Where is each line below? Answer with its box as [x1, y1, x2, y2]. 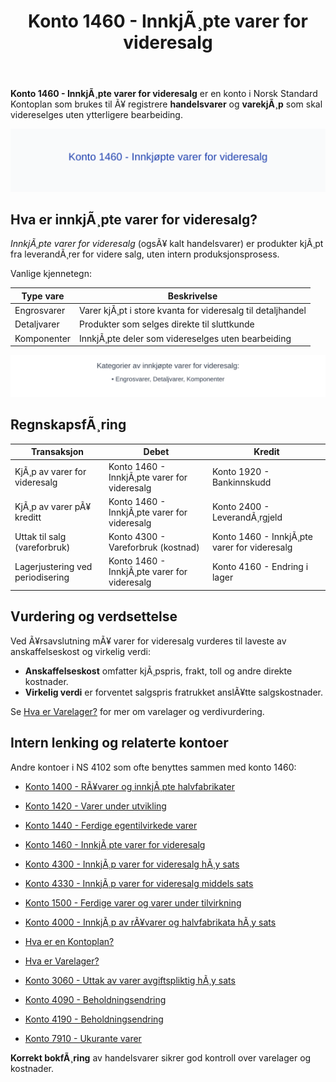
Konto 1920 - [211, 466, 270, 478]
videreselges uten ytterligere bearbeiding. [10, 109, 183, 121]
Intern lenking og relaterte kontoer [10, 735, 229, 752]
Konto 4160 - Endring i [211, 560, 309, 572]
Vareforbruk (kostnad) [108, 541, 200, 554]
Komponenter [14, 332, 72, 344]
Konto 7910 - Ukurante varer [24, 1032, 142, 1044]
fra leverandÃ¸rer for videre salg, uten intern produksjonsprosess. [10, 248, 280, 260]
